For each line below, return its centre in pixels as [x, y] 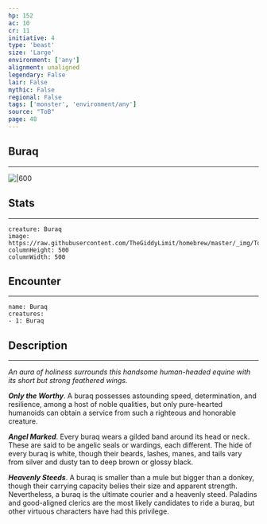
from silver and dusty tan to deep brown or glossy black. [101, 462]
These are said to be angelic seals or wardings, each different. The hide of [130, 445]
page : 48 [23, 119]
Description [38, 345]
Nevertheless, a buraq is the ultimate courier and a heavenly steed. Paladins [133, 495]
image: [19, 236]
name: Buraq [28, 307]
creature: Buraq [35, 229]
